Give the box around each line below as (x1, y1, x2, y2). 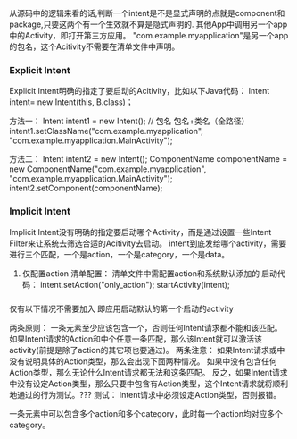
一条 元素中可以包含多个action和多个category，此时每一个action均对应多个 (9, 408, 283, 418)
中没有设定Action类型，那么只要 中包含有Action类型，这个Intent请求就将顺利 (9, 378, 289, 389)
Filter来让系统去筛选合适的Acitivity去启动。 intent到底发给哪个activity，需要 (9, 238, 287, 249)
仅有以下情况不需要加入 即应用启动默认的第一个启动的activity (9, 303, 234, 314)
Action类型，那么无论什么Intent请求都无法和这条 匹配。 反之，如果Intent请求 (9, 367, 288, 377)
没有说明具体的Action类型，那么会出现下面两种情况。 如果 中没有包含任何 (9, 356, 278, 367)
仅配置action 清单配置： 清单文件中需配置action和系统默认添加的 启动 (21, 267, 278, 279)
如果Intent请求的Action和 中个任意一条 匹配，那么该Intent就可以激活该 (9, 333, 263, 344)
